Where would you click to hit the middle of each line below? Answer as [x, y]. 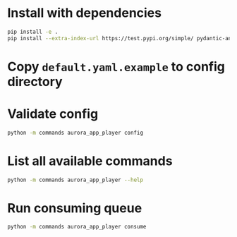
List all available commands [90, 161]
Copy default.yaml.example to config [116, 67]
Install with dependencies [85, 13]
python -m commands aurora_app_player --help [75, 180]
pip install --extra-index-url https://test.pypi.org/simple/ [101, 38]
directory [35, 81]
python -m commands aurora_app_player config [75, 133]
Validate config [53, 114]
